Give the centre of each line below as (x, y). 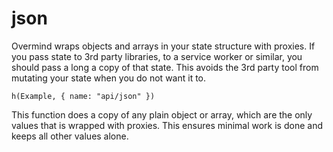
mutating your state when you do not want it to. (109, 78)
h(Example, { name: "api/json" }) (83, 96)
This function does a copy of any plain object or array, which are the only (162, 114)
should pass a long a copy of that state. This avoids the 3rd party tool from (165, 67)
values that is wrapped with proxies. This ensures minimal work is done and (167, 125)
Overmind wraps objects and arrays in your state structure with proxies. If (163, 46)
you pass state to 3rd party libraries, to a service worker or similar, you (157, 56)
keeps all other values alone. (70, 136)
